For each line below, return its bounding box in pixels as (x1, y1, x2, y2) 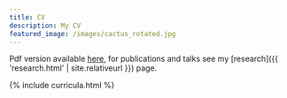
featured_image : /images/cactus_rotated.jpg (9, 29, 176, 38)
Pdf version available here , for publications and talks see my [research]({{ (9, 54, 279, 64)
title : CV (9, 12, 46, 22)
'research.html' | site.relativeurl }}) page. (9, 63, 158, 73)
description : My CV (9, 21, 81, 30)
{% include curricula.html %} (9, 80, 115, 91)
